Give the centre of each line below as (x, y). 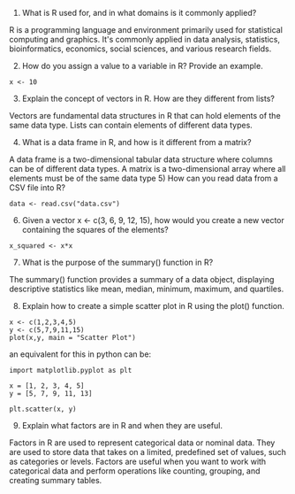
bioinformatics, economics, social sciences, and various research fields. (140, 49)
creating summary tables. (56, 480)
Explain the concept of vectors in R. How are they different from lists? (148, 98)
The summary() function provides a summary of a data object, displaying (142, 279)
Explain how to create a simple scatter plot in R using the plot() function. (153, 306)
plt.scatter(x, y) (43, 409)
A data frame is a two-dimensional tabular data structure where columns (141, 159)
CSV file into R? (38, 188)
